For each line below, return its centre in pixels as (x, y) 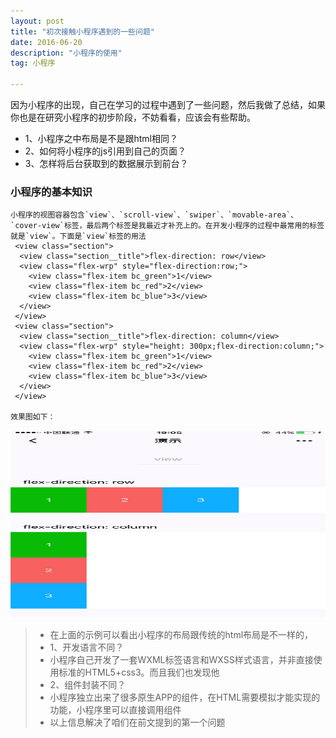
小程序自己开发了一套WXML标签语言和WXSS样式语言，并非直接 (181, 660)
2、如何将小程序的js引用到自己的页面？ (105, 151)
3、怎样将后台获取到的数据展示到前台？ (106, 163)
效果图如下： (33, 417)
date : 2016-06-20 (46, 42)
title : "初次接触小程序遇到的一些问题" (82, 31)
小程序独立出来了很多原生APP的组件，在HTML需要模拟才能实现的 (185, 697)
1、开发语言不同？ (87, 647)
